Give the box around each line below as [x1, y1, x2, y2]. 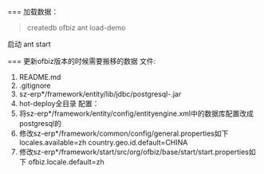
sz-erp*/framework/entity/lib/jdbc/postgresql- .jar [18, 89, 182, 98]
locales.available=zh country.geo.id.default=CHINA [18, 138, 188, 147]
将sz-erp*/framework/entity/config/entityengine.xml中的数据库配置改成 [18, 109, 254, 118]
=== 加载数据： [7, 7, 59, 16]
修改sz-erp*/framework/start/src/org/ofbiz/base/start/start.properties [18, 147, 249, 156]
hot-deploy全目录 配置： [18, 99, 100, 108]
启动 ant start [7, 39, 51, 49]
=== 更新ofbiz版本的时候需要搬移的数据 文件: [7, 57, 156, 65]
